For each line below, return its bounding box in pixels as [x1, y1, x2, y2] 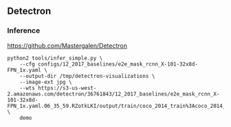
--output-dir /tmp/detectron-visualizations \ [19, 72, 155, 79]
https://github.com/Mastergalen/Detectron [7, 41, 127, 50]
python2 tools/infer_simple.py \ [7, 55, 103, 61]
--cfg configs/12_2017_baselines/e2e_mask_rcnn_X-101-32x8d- [19, 61, 198, 68]
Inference [7, 26, 41, 36]
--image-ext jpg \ [19, 79, 72, 85]
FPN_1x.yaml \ [7, 66, 48, 74]
